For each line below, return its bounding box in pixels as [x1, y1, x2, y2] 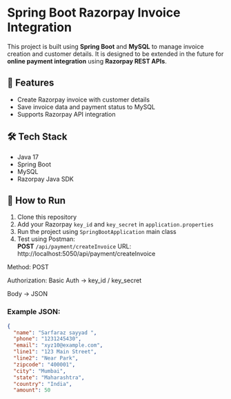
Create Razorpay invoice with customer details [17, 95, 150, 104]
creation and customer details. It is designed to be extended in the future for [7, 50, 224, 58]
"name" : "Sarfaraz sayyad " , [13, 329, 97, 336]
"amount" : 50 [13, 387, 51, 394]
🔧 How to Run [7, 195, 66, 206]
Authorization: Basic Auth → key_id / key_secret [7, 276, 142, 284]
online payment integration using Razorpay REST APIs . [7, 57, 167, 65]
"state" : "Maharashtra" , [13, 374, 85, 381]
